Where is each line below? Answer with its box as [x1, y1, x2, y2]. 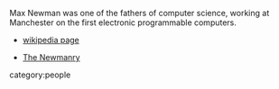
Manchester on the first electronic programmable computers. [9, 17, 237, 28]
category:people [9, 69, 71, 80]
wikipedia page [22, 35, 79, 45]
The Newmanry [22, 52, 80, 62]
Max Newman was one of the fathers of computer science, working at [9, 8, 270, 18]
